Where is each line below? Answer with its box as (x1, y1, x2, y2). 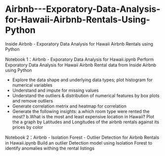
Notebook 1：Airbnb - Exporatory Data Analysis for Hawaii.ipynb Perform (5, 56, 154, 62)
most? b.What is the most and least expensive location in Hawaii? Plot (12, 113, 155, 119)
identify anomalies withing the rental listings (5, 145, 95, 151)
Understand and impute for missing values (12, 87, 99, 93)
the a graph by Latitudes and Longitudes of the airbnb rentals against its (12, 119, 160, 125)
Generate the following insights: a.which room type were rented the (12, 108, 150, 114)
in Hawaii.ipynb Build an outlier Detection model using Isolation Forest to (5, 140, 152, 146)
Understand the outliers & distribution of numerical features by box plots (12, 93, 160, 99)
